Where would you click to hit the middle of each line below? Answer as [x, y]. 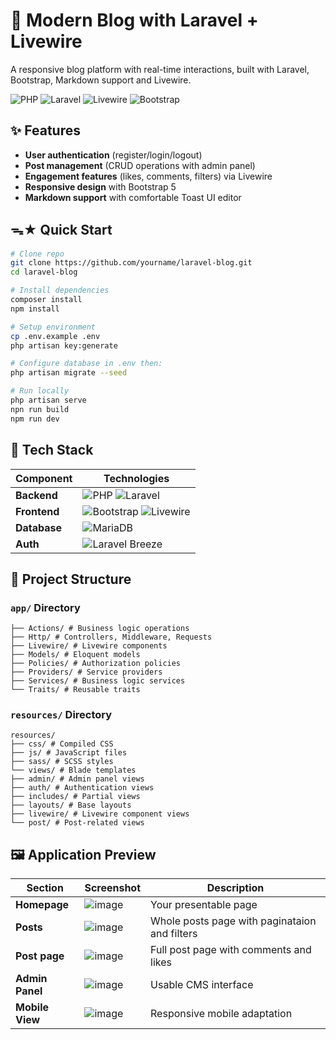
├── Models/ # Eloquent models [75, 655]
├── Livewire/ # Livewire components [89, 646]
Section [45, 888]
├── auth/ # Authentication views [82, 788]
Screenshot [113, 888]
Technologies [136, 478]
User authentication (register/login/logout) [113, 155]
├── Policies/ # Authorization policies [96, 664]
